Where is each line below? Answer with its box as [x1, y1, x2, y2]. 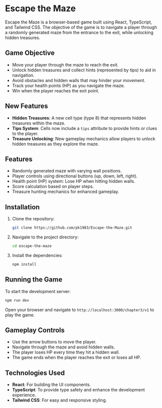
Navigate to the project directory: [12, 234, 79, 240]
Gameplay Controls [5, 326, 65, 334]
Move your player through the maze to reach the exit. [12, 62, 119, 67]
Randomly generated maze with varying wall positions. [12, 168, 122, 174]
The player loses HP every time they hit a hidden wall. [12, 349, 120, 355]
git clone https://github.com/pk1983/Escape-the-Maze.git [12, 225, 132, 230]
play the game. [5, 312, 35, 318]
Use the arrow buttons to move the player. [12, 339, 97, 345]
